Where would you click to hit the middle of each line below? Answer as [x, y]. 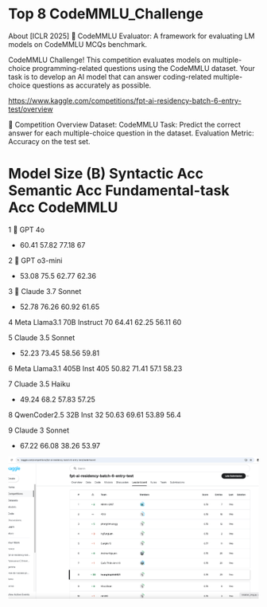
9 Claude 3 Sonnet [39, 430]
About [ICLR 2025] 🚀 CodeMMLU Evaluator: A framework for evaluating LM [132, 36]
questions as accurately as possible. [92, 85]
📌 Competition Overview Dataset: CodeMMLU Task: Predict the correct [124, 124]
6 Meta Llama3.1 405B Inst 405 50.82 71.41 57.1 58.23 [95, 368]
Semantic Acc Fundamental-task [119, 191]
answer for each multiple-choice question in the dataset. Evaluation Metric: [131, 133]
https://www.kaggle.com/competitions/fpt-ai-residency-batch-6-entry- [125, 100]
